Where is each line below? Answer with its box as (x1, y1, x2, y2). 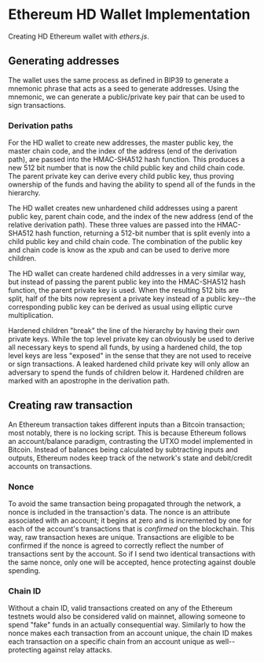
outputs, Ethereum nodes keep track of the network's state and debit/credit (8, 453, 253, 462)
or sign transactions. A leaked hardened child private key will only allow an (8, 360, 250, 369)
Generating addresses (8, 54, 120, 68)
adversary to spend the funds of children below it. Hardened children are (8, 368, 244, 377)
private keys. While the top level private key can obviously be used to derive (8, 335, 255, 344)
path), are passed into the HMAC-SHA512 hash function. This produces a (8, 155, 245, 165)
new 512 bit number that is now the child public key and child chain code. (8, 163, 245, 172)
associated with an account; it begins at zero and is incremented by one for (8, 516, 252, 525)
